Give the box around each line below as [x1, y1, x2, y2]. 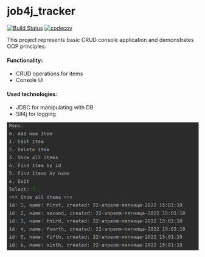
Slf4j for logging [15, 111, 57, 118]
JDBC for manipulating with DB [15, 104, 94, 111]
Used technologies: [7, 90, 58, 98]
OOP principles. [7, 43, 46, 50]
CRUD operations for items [15, 70, 83, 77]
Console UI [15, 77, 44, 84]
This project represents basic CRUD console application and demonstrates [7, 36, 194, 43]
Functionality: [7, 57, 43, 64]
